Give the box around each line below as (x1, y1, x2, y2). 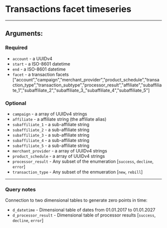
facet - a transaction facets (12, 71, 69, 77)
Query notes (5, 186, 36, 193)
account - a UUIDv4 (12, 56, 53, 62)
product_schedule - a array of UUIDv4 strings (12, 153, 105, 159)
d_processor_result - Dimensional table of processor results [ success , (12, 212, 156, 218)
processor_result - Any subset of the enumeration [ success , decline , (12, 158, 154, 164)
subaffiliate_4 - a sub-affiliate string (12, 137, 89, 143)
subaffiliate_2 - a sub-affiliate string (12, 127, 89, 133)
